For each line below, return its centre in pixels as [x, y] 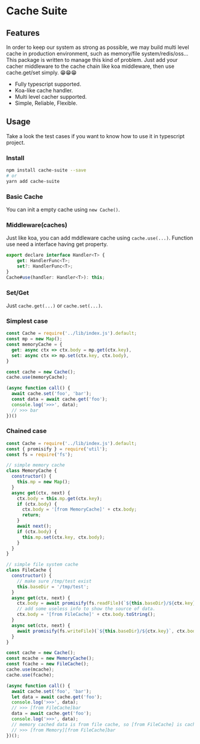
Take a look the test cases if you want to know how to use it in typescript [96, 136]
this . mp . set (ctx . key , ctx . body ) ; [63, 537]
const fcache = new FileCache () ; [48, 664]
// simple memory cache [36, 465]
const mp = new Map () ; [34, 339]
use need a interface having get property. [57, 244]
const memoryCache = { [34, 345]
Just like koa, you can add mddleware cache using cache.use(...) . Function [100, 238]
